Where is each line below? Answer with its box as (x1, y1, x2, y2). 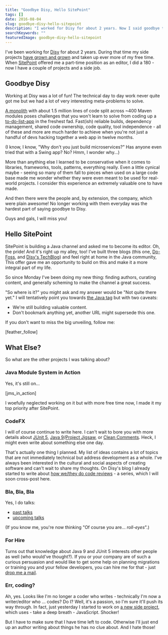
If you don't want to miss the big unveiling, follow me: (5, 319, 115, 325)
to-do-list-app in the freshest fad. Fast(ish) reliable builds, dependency (5, 118, 151, 124)
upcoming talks (12, 514, 44, 520)
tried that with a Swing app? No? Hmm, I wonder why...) (5, 149, 120, 155)
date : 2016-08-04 (5, 16, 41, 21)
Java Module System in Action (5, 369, 81, 376)
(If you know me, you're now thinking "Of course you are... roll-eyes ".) (5, 524, 149, 530)
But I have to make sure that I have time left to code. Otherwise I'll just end (5, 618, 158, 625)
